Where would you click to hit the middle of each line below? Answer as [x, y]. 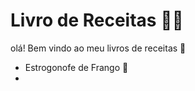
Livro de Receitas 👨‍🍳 [97, 20]
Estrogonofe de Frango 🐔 [76, 67]
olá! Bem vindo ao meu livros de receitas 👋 [98, 48]
